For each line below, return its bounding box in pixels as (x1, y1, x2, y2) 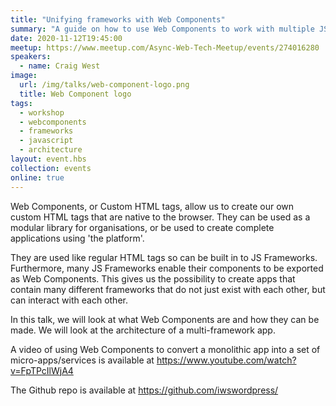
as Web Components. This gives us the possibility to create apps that (10, 272, 296, 285)
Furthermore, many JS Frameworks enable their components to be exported (10, 262, 324, 274)
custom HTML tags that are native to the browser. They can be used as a (10, 211, 311, 223)
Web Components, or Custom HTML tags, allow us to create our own (10, 200, 295, 212)
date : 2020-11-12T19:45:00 (10, 33, 123, 43)
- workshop (19, 107, 65, 118)
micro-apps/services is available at (10, 354, 155, 366)
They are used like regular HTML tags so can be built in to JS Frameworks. (10, 251, 318, 263)
